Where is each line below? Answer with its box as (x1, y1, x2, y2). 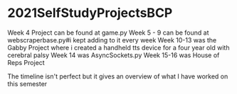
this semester (7, 79, 48, 88)
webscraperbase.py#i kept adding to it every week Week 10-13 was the (7, 35, 217, 44)
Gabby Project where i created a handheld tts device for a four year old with (7, 43, 230, 52)
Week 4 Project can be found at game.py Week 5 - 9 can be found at (7, 28, 209, 37)
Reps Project (7, 58, 45, 66)
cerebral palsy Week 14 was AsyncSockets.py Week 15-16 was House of (7, 51, 220, 59)
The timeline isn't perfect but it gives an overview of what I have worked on (7, 72, 228, 81)
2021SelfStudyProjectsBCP (7, 5, 173, 21)
